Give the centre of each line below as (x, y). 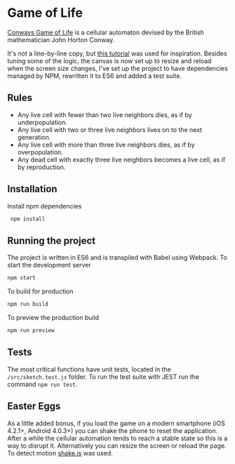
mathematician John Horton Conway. (61, 39)
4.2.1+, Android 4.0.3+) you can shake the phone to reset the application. (113, 430)
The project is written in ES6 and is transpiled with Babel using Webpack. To (117, 258)
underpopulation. (42, 122)
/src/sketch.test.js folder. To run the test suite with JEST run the (103, 376)
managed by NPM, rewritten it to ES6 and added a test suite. (95, 76)
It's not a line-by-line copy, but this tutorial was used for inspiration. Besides (117, 53)
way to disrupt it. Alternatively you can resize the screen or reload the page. (117, 445)
